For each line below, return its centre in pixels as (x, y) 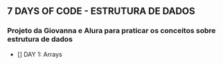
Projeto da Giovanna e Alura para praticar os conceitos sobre (111, 31)
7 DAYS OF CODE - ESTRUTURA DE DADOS (101, 11)
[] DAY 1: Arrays (39, 54)
